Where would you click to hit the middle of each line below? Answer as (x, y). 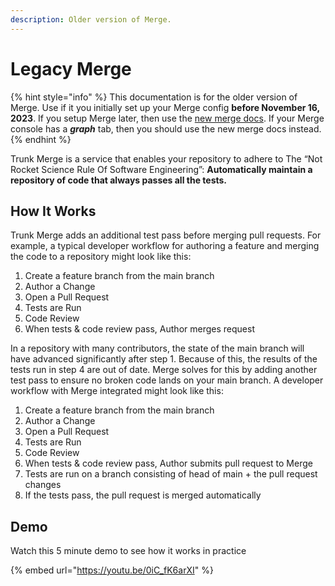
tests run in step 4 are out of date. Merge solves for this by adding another (164, 370)
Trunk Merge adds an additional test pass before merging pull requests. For (166, 235)
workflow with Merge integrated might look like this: (117, 391)
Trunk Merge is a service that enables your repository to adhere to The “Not (166, 158)
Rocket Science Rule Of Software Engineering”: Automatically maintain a (161, 169)
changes (43, 485)
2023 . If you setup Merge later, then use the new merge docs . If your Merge (167, 118)
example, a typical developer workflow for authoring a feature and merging (165, 246)
